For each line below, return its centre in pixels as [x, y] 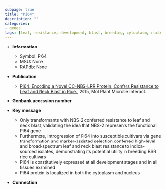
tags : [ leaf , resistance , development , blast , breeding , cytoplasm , [77, 33]
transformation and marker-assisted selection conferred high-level [87, 141]
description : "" [22, 19]
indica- [137, 146]
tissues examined [38, 167]
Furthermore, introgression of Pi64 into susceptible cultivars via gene [90, 136]
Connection [24, 182]
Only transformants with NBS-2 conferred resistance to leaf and [85, 120]
